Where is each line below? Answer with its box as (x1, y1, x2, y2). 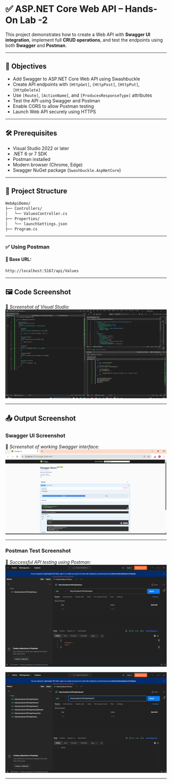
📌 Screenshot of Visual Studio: (5, 304, 70, 310)
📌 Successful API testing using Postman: (5, 559, 91, 565)
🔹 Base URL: (5, 256, 32, 262)
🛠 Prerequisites (5, 129, 57, 138)
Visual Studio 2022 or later (12, 145, 69, 151)
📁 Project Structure (5, 186, 68, 195)
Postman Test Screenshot (5, 547, 71, 555)
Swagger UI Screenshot (5, 432, 66, 439)
